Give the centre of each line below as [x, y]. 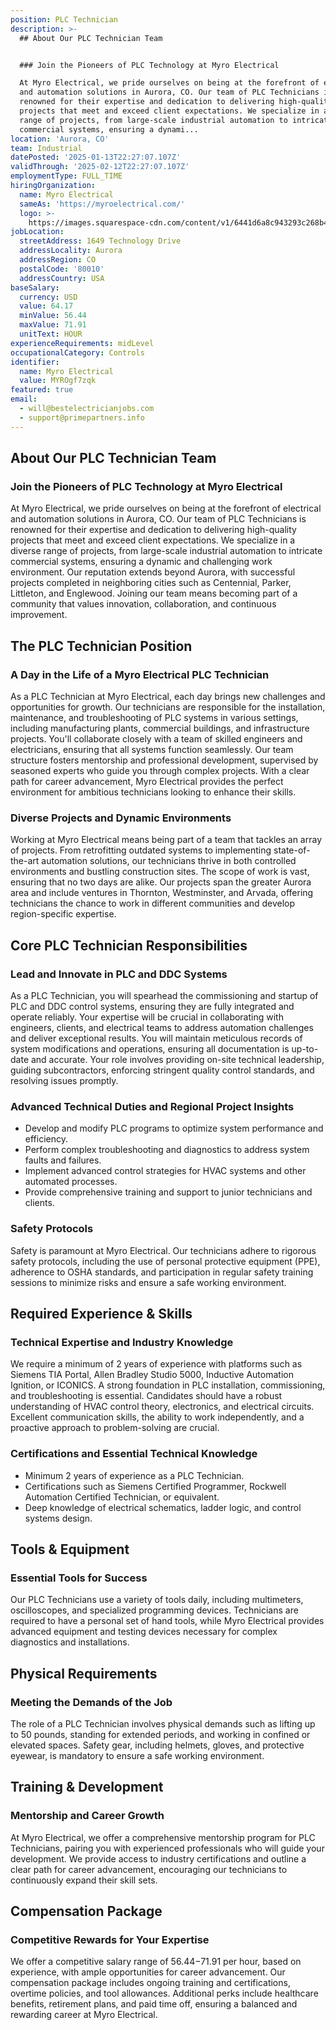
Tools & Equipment [70, 1549]
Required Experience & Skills [101, 1313]
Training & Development [87, 1787]
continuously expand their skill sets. [84, 1880]
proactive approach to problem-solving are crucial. [115, 1428]
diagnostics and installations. [70, 1642]
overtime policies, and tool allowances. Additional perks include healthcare [164, 1993]
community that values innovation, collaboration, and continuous [143, 604]
